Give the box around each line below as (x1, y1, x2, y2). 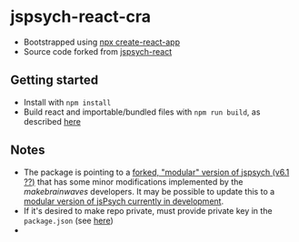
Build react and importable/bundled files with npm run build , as (23, 106, 261, 117)
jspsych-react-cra (10, 6, 151, 27)
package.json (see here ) (23, 215, 114, 226)
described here (23, 116, 81, 126)
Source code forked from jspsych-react (23, 45, 173, 56)
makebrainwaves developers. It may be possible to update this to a (23, 186, 275, 197)
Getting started (10, 73, 99, 88)
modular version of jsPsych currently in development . (23, 196, 224, 207)
